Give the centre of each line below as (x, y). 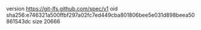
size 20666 (46, 21)
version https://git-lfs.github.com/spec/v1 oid (62, 9)
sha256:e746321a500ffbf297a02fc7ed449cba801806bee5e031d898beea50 (100, 15)
